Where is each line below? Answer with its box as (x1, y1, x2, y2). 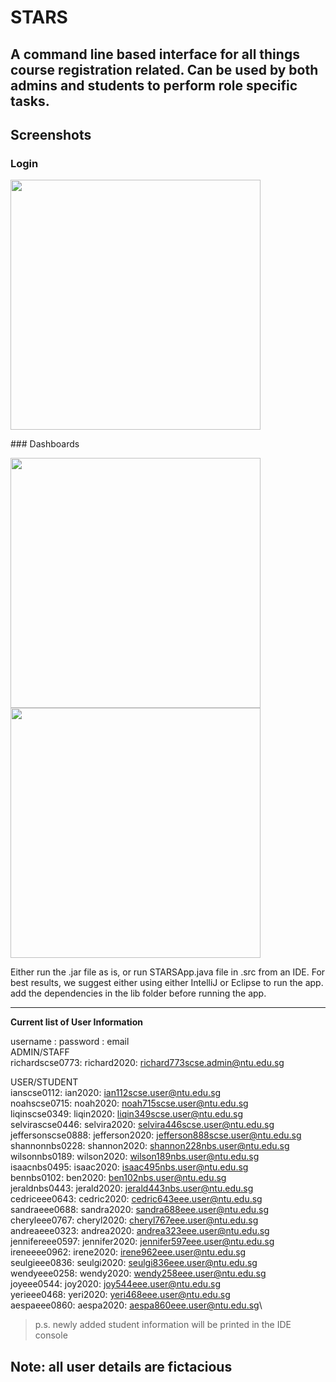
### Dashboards (10, 438, 80, 450)
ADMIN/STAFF (10, 1046, 70, 1058)
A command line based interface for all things (10, 46, 300, 63)
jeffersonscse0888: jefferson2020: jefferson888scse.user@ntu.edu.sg (10, 1129, 302, 1141)
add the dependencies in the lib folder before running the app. (10, 987, 267, 1000)
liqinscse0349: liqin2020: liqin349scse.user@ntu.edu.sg (10, 1108, 244, 1120)
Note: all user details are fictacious (10, 1358, 233, 1375)
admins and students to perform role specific (10, 77, 298, 94)
